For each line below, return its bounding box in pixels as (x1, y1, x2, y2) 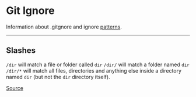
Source (6, 84, 23, 91)
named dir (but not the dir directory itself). (6, 73, 110, 80)
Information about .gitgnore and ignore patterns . (6, 23, 123, 30)
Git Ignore (6, 4, 55, 17)
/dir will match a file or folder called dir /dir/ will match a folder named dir (6, 61, 190, 68)
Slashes (6, 45, 36, 56)
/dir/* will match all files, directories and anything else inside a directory (6, 67, 182, 74)
